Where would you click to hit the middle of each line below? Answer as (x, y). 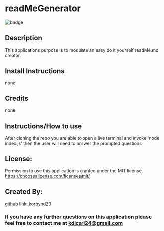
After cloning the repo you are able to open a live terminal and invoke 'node (82, 138)
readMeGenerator (43, 9)
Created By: (24, 192)
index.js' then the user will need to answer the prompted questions (73, 143)
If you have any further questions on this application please (79, 217)
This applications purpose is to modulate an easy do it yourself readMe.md (82, 50)
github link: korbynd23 (28, 204)
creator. (13, 55)
